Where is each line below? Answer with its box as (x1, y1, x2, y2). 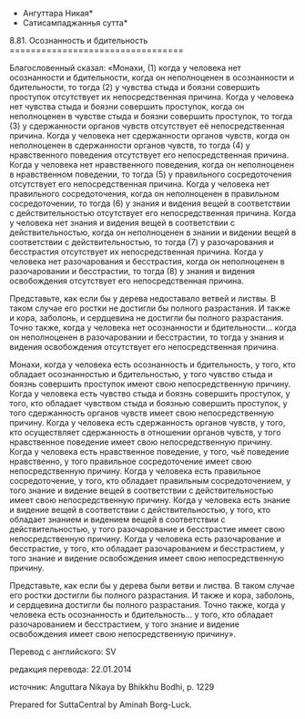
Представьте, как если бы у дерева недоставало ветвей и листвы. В (9, 293, 276, 303)
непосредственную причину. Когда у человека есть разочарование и (9, 533, 281, 544)
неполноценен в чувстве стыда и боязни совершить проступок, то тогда (9, 111, 293, 121)
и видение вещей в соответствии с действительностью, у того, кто (9, 505, 271, 515)
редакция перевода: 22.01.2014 (9, 664, 132, 674)
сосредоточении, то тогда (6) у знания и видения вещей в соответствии (9, 198, 290, 209)
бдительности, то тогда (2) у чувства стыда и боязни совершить (9, 82, 261, 92)
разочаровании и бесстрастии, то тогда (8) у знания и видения (9, 266, 256, 276)
